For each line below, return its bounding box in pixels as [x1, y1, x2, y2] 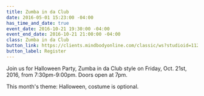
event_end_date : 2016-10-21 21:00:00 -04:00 [6, 31, 121, 37]
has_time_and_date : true [6, 20, 69, 26]
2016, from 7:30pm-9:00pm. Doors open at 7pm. [6, 71, 127, 78]
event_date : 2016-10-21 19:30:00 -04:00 [6, 25, 110, 32]
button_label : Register [6, 48, 67, 54]
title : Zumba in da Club [6, 8, 69, 15]
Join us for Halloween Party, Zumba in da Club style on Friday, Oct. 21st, [6, 65, 187, 72]
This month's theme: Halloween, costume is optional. [6, 83, 139, 90]
